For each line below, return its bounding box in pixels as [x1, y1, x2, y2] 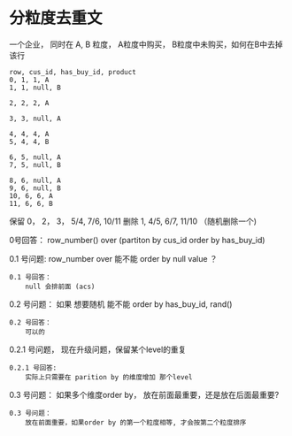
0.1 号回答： [9, 272, 52, 281]
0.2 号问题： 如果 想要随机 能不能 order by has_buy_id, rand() [9, 298, 233, 310]
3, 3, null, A [9, 114, 62, 123]
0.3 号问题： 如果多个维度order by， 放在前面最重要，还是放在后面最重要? [9, 389, 280, 400]
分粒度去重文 [9, 8, 104, 28]
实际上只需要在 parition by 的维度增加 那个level [25, 372, 193, 381]
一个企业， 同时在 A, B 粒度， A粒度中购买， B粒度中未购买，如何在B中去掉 [9, 39, 283, 50]
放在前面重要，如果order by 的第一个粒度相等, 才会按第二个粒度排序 [25, 417, 247, 427]
